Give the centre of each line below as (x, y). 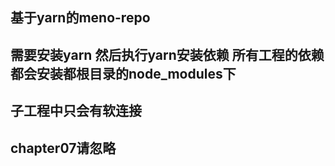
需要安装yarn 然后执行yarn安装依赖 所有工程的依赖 (167, 54)
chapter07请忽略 (63, 148)
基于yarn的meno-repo (80, 18)
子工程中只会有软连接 (76, 111)
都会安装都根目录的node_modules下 (123, 73)
